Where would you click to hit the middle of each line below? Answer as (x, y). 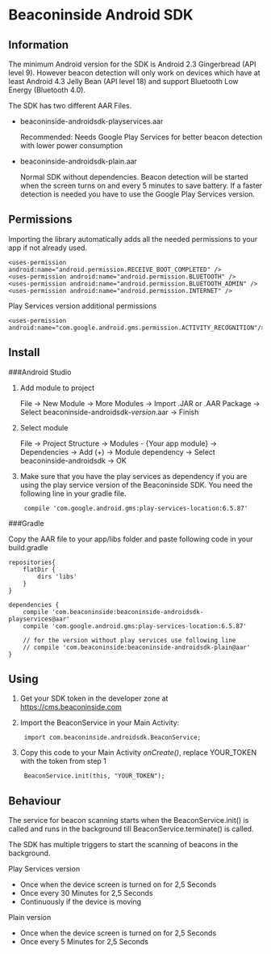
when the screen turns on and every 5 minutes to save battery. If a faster (141, 185)
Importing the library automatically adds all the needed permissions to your (133, 239)
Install (24, 352)
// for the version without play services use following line (129, 640)
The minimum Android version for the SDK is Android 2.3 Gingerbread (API (132, 64)
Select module (44, 427)
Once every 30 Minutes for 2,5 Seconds (86, 893)
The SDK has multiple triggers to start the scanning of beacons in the (123, 845)
